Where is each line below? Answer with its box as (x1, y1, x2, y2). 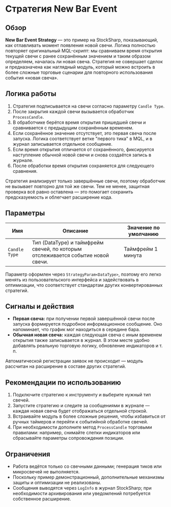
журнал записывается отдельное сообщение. (12, 141, 113, 147)
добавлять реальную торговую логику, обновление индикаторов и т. (12, 342, 163, 349)
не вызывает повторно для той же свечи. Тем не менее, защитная (5, 183, 150, 189)
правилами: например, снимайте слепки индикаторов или (12, 430, 140, 436)
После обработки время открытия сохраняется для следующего (12, 163, 154, 169)
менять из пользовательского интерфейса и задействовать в (5, 276, 139, 283)
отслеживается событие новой (32, 252, 109, 259)
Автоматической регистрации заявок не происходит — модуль (5, 358, 144, 364)
